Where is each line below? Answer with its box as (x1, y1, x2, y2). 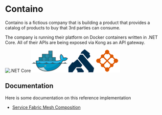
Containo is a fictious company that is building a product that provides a (5, 20, 150, 25)
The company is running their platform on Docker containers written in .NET (5, 34, 158, 40)
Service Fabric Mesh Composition (12, 104, 81, 110)
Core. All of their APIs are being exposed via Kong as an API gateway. (5, 39, 145, 45)
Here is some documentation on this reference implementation (5, 94, 131, 101)
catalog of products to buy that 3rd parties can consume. (5, 24, 121, 30)
